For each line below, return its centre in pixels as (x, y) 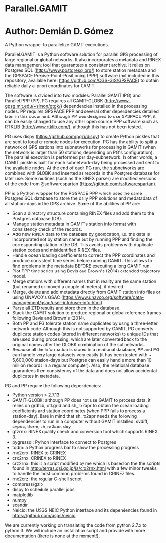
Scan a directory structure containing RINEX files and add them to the (83, 213)
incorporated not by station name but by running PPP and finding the (82, 239)
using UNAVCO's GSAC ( (38, 297)
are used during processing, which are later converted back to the (80, 339)
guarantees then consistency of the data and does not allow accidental (84, 371)
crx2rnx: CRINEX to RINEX (39, 458)
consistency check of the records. (47, 229)
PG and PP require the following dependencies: (53, 386)
